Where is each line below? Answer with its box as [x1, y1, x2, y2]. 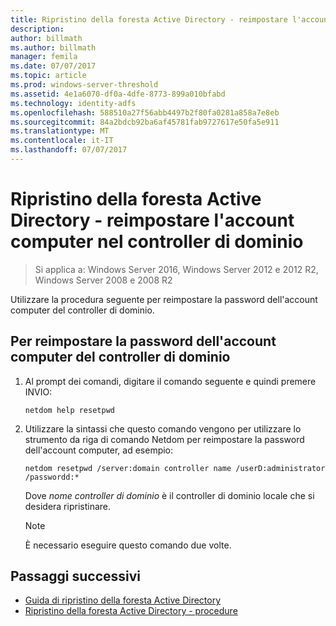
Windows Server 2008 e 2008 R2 [34, 274, 173, 286]
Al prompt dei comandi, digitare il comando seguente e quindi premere [24, 375, 317, 387]
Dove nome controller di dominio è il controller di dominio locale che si [24, 489, 315, 501]
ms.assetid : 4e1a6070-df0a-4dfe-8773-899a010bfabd [10, 89, 226, 99]
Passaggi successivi [10, 568, 142, 585]
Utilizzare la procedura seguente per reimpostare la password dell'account [10, 293, 318, 305]
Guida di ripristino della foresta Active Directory [24, 594, 222, 606]
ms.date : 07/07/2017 [10, 61, 97, 71]
